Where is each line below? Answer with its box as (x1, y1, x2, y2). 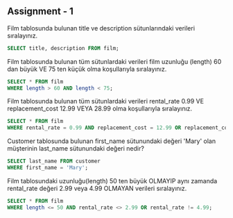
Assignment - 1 (7, 6, 74, 17)
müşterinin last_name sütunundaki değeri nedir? (7, 144, 144, 153)
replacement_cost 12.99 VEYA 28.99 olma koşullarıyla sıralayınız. (7, 104, 193, 113)
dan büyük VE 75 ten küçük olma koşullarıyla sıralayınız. (7, 65, 167, 73)
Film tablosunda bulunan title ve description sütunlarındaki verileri (7, 24, 196, 32)
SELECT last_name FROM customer (7, 158, 101, 165)
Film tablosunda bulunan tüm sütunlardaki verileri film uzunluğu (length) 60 (7, 57, 222, 65)
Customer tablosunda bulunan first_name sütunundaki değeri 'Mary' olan (7, 137, 216, 145)
